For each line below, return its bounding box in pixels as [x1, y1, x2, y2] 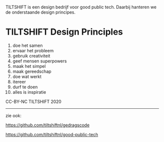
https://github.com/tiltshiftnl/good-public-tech [5, 131, 98, 137]
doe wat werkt [12, 73, 42, 80]
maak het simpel [12, 63, 46, 69]
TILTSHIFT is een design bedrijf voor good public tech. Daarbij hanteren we [5, 4, 157, 10]
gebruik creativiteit [12, 53, 51, 59]
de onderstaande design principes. [5, 9, 76, 15]
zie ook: [5, 112, 21, 119]
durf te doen [12, 84, 38, 90]
